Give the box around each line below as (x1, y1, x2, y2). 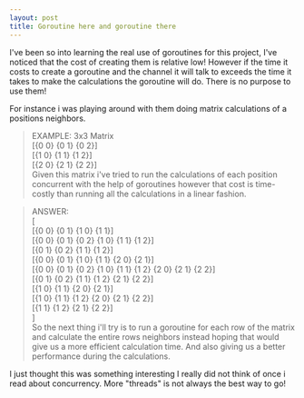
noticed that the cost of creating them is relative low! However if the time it (9, 56, 289, 67)
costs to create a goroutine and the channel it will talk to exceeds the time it (9, 65, 292, 77)
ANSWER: (31, 205, 70, 216)
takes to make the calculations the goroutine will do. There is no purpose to (9, 75, 291, 86)
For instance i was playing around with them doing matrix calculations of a (9, 103, 288, 114)
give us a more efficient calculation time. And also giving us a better (31, 341, 286, 352)
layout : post (9, 13, 59, 23)
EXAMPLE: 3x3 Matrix (31, 130, 114, 141)
